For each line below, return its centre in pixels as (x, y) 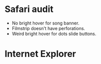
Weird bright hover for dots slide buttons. (54, 33)
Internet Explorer (41, 54)
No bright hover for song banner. (46, 23)
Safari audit (29, 9)
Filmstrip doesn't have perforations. (49, 28)
